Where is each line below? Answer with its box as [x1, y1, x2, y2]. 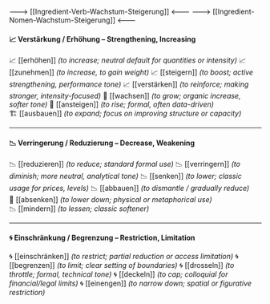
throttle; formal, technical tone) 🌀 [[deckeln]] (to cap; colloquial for [9, 269, 228, 279]
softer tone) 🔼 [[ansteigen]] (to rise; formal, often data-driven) [9, 99, 215, 109]
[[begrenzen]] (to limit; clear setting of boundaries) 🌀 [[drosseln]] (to [9, 260, 235, 270]
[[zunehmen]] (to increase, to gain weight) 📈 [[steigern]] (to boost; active [9, 67, 254, 77]
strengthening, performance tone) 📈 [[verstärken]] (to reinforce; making [9, 79, 249, 89]
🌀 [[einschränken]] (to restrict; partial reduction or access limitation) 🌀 [9, 251, 239, 261]
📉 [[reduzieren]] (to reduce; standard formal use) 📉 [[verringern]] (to [9, 160, 241, 169]
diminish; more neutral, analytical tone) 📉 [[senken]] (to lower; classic [9, 172, 243, 181]
